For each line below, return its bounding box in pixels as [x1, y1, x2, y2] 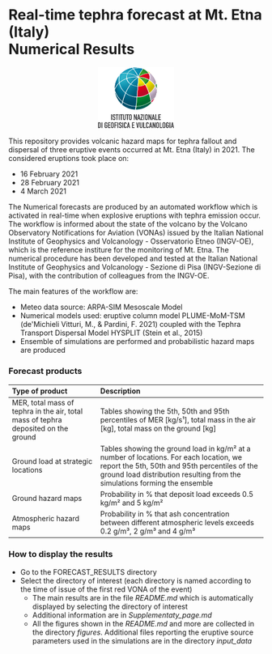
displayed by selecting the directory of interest [32, 601, 189, 611]
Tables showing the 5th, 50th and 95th [100, 406, 230, 416]
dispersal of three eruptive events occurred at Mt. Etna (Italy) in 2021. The [8, 145, 255, 155]
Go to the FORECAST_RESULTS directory [19, 567, 158, 576]
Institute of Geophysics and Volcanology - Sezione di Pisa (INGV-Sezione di [8, 262, 261, 272]
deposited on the [11, 423, 69, 434]
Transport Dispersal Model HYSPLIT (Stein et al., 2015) [19, 328, 203, 338]
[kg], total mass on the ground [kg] [100, 423, 217, 434]
